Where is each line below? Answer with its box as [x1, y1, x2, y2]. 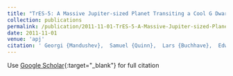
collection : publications [7, 17, 82, 23]
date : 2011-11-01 [7, 29, 58, 37]
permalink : [7, 23, 39, 30]
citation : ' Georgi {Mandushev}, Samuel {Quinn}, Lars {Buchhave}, [7, 42, 213, 49]
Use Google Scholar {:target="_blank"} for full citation [7, 61, 159, 69]
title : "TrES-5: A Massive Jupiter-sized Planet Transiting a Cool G [7, 10, 213, 17]
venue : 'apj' [7, 36, 45, 43]
